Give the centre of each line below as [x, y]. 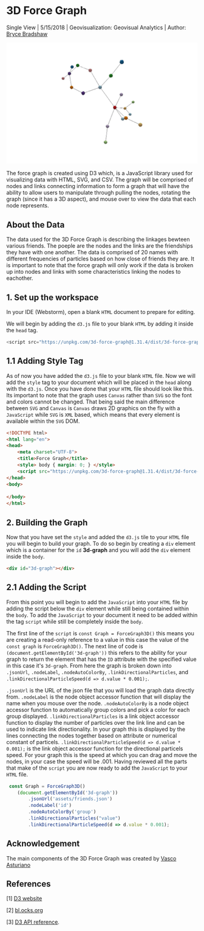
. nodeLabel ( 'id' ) [50, 806]
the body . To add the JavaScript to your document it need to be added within [102, 615]
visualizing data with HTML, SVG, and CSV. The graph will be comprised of [100, 180]
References [29, 884]
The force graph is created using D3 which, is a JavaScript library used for [100, 173]
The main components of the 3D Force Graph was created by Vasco [91, 858]
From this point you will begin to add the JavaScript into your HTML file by [97, 602]
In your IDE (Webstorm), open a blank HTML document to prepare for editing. [101, 312]
